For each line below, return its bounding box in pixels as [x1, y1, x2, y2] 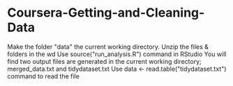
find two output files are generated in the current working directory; [7, 57, 202, 65]
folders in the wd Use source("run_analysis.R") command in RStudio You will [7, 50, 227, 58]
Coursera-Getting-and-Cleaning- [7, 5, 205, 21]
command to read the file [7, 71, 80, 80]
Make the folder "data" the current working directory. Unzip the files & [7, 42, 209, 51]
